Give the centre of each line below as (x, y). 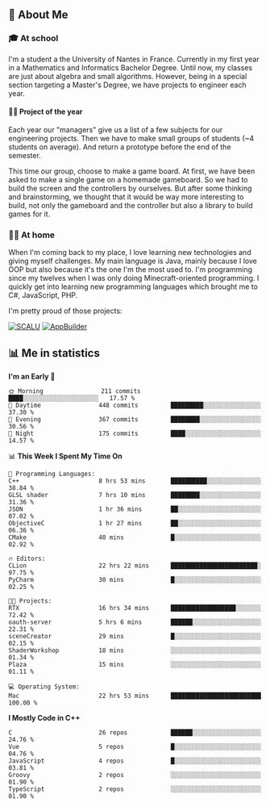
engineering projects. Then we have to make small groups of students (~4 (131, 138)
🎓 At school (33, 39)
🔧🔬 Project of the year (46, 112)
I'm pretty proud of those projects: (65, 311)
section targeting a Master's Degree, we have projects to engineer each (128, 85)
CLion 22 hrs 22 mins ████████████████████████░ (135, 566)
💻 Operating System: (44, 687)
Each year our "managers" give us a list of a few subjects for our (116, 129)
